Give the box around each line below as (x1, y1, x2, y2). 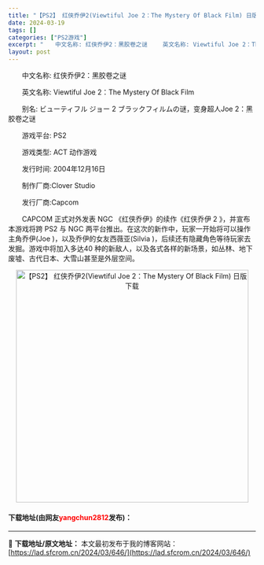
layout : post (8, 48, 51, 56)
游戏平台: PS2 (21, 131, 67, 140)
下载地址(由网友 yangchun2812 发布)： (8, 512, 132, 522)
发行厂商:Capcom (21, 198, 79, 207)
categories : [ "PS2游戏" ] (8, 33, 87, 42)
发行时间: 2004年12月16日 (21, 164, 106, 173)
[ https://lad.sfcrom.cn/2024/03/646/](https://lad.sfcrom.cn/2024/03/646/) (8, 548, 251, 557)
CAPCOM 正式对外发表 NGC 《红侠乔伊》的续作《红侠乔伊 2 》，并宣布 (21, 214, 251, 223)
